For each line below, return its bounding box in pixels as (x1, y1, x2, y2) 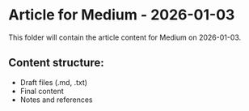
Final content (19, 86, 65, 96)
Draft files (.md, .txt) (19, 77, 87, 87)
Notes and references (19, 95, 93, 105)
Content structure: (8, 56, 104, 70)
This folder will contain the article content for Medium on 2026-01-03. (8, 32, 242, 42)
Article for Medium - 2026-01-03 (8, 6, 235, 24)
